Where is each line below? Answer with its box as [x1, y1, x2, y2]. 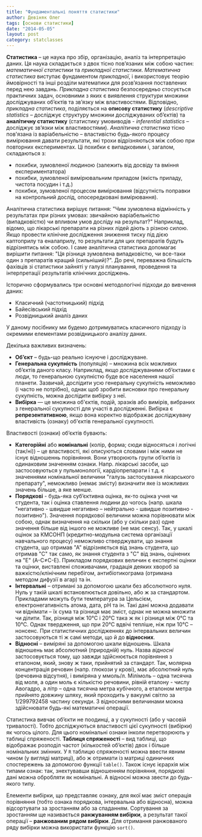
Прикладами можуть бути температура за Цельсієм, [14, 595, 153, 602]
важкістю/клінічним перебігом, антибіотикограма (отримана [14, 569, 173, 577]
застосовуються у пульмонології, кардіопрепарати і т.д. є [14, 467, 165, 474]
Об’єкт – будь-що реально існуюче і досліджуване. [14, 354, 148, 361]
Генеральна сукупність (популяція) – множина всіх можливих [14, 360, 177, 367]
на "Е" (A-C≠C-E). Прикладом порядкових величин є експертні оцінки [14, 557, 196, 563]
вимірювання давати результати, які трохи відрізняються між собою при [6, 137, 195, 144]
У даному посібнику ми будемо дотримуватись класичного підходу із [6, 324, 187, 331]
